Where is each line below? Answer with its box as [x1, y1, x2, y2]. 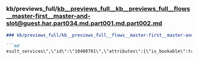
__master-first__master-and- [6, 12, 91, 20]
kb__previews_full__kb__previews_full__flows [57, 5, 190, 13]
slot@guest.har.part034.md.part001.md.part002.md [6, 19, 163, 27]
